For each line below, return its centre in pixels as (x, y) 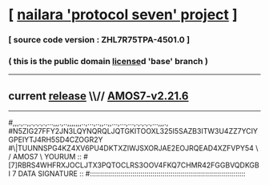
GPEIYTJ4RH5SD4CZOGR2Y (56, 140)
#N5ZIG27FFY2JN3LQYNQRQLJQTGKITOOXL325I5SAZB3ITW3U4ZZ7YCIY (133, 131)
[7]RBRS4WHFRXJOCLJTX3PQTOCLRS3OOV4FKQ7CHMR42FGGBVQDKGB (134, 165)
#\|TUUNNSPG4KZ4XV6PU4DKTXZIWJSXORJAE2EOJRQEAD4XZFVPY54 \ (133, 148)
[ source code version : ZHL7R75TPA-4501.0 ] (99, 40)
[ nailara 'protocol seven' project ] (123, 15)
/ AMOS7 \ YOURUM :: (45, 157)
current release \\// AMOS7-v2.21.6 (98, 96)
